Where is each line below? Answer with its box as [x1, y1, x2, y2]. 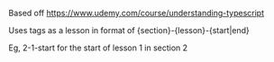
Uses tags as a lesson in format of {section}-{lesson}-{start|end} [8, 25, 250, 35]
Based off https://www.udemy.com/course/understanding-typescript [8, 8, 265, 18]
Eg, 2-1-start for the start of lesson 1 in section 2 [8, 42, 188, 53]
